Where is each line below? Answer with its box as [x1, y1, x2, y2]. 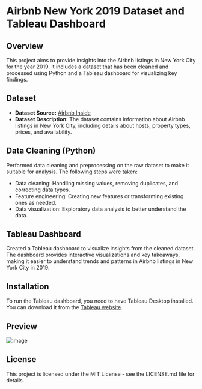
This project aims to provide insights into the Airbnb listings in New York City [6, 57, 196, 64]
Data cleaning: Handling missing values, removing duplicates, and [14, 179, 179, 187]
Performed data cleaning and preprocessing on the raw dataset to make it [6, 161, 189, 169]
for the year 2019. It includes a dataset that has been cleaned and [6, 63, 169, 70]
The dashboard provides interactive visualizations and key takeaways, [6, 251, 180, 259]
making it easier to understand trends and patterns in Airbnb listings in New [6, 258, 194, 265]
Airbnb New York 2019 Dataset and [6, 4, 185, 18]
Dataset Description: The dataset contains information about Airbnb [14, 115, 185, 122]
